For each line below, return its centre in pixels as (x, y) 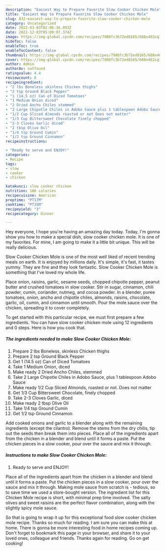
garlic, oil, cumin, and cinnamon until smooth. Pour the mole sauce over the (82, 303)
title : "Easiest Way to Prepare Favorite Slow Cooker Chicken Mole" (77, 14)
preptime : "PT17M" (24, 200)
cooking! (14, 544)
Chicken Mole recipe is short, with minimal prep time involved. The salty (78, 498)
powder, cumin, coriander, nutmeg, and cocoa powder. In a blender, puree (80, 292)
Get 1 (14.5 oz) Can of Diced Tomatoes (51, 362)
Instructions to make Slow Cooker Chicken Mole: (56, 455)
